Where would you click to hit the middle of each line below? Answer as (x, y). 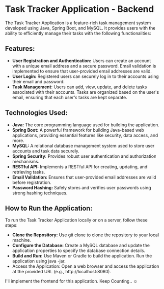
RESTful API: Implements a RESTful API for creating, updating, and (80, 167)
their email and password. (38, 81)
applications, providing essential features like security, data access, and (85, 135)
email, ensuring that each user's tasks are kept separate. (70, 97)
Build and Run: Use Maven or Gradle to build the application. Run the (82, 256)
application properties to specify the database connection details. (79, 251)
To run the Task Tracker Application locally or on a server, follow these (76, 220)
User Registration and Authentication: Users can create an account (82, 61)
